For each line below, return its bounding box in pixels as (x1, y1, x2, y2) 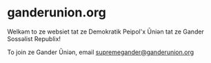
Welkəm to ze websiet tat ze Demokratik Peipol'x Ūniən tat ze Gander (7, 27, 205, 36)
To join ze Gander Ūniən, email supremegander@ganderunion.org (7, 48, 194, 56)
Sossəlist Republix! (7, 34, 61, 42)
